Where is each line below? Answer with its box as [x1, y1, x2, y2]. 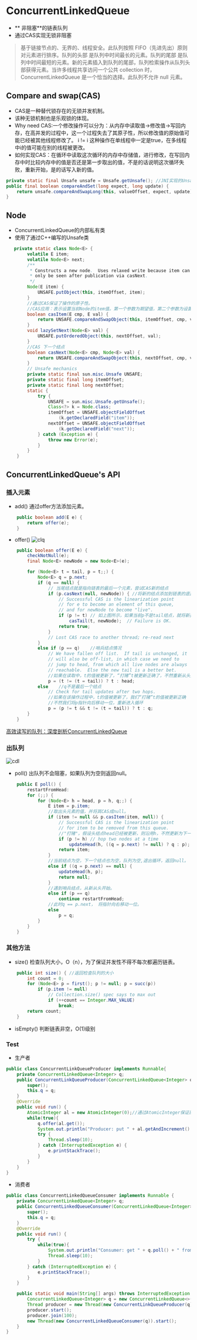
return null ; [58, 874, 91, 880]
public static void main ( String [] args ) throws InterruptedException [16, 1291, 191, 1297]
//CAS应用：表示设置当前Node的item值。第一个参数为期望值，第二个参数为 [27, 305, 184, 312]
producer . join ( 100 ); [27, 1312, 77, 1318]
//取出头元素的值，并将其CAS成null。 [47, 809, 129, 815]
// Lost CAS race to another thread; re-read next [47, 634, 175, 640]
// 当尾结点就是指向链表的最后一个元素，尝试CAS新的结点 [47, 585, 169, 591]
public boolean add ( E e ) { [16, 514, 83, 520]
